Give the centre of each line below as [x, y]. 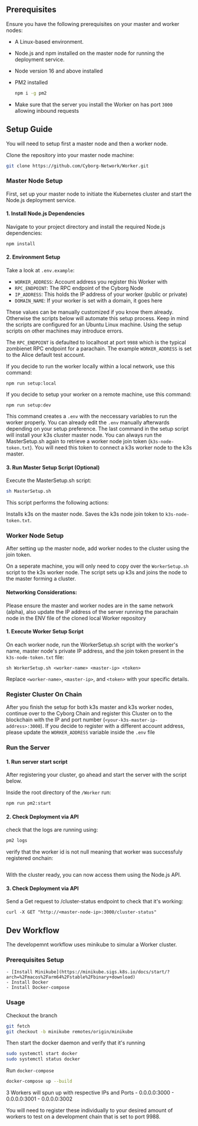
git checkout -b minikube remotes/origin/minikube [70, 1031]
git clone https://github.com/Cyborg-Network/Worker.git [77, 166]
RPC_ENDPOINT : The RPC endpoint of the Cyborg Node [79, 288]
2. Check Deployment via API [42, 816]
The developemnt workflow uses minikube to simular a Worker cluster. [92, 945]
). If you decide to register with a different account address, [113, 726]
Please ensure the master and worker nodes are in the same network [90, 606]
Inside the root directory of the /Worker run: [59, 793]
